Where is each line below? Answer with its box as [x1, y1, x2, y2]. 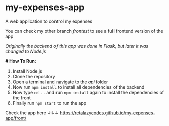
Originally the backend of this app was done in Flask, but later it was [5, 43, 149, 49]
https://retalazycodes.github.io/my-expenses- [60, 110, 155, 116]
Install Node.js [12, 68, 42, 74]
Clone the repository [12, 73, 55, 79]
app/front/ [5, 115, 27, 121]
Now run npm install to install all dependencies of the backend [12, 84, 145, 90]
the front [12, 95, 31, 101]
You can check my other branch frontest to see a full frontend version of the [5, 28, 163, 34]
